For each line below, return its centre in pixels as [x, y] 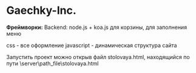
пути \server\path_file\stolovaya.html [52, 63]
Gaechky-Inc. [42, 11]
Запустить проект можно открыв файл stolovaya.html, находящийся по [98, 57]
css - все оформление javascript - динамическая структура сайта [92, 45]
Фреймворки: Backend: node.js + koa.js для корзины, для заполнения [96, 27]
